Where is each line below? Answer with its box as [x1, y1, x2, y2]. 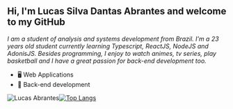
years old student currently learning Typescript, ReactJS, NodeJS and [7, 41, 209, 50]
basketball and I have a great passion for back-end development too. [7, 57, 207, 65]
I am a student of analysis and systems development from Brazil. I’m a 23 [7, 34, 219, 43]
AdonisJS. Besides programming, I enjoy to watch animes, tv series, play [7, 49, 217, 57]
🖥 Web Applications [17, 70, 74, 79]
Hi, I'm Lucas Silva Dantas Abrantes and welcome [7, 6, 227, 17]
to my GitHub [7, 17, 65, 28]
